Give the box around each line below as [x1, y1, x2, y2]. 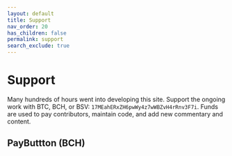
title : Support [7, 17, 51, 24]
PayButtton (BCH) [7, 137, 85, 149]
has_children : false [7, 29, 67, 37]
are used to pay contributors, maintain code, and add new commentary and [7, 110, 224, 118]
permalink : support [7, 36, 64, 43]
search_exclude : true [7, 42, 70, 49]
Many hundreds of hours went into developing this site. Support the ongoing [7, 95, 226, 103]
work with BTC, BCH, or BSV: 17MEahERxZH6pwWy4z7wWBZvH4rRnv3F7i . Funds [7, 102, 219, 111]
